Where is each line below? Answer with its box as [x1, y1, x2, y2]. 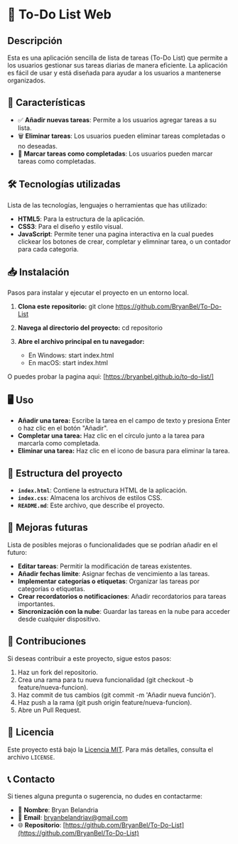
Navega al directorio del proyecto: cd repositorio [17, 323, 163, 332]
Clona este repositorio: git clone [17, 302, 114, 311]
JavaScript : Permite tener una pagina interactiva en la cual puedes [17, 229, 215, 238]
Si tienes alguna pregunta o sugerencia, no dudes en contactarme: [7, 792, 202, 801]
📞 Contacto [7, 773, 55, 785]
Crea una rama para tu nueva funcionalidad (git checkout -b [17, 675, 193, 684]
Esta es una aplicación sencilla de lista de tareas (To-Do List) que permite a [7, 53, 228, 62]
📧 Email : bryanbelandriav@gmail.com [17, 813, 128, 822]
